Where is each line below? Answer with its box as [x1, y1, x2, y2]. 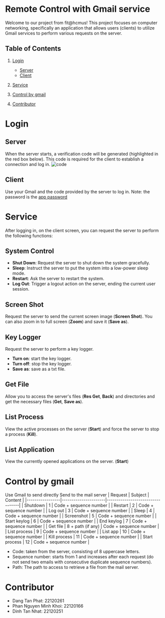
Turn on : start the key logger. [12, 356, 72, 361]
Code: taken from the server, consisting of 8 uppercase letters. [12, 549, 140, 554]
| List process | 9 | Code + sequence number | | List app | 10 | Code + [5, 528, 146, 535]
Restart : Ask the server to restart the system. [12, 276, 104, 282]
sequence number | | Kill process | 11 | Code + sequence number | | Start [5, 534, 153, 540]
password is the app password [5, 194, 67, 200]
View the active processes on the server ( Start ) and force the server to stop [5, 426, 160, 432]
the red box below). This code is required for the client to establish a [5, 156, 144, 162]
